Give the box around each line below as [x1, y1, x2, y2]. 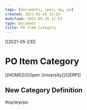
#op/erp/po [5, 99, 29, 105]
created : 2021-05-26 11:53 [5, 12, 60, 17]
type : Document [5, 21, 36, 26]
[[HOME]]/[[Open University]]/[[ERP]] [5, 72, 81, 78]
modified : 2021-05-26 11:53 [5, 16, 63, 21]
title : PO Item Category [5, 25, 56, 30]
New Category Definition [5, 86, 83, 94]
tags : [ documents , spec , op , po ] [5, 7, 74, 12]
